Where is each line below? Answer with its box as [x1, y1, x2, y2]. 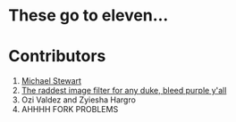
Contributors [8, 46, 106, 67]
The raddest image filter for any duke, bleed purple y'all [21, 85, 227, 96]
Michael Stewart [21, 76, 82, 86]
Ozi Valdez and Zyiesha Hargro [21, 94, 136, 105]
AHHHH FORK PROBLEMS [21, 104, 119, 115]
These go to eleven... [8, 5, 169, 26]
